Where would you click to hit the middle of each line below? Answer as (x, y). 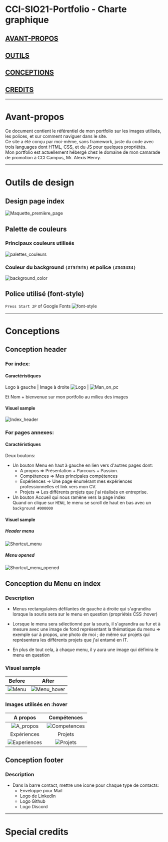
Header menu (20, 531)
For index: (18, 364)
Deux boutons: (20, 455)
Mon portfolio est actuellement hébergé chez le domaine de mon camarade (83, 152)
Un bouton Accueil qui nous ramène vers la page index (69, 497)
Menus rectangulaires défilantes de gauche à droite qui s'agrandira (81, 609)
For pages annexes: (29, 432)
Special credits (37, 832)
